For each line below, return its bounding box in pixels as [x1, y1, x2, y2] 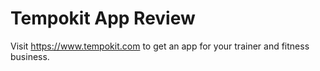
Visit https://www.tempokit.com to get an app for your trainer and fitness [10, 40, 310, 52]
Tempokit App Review [10, 7, 196, 30]
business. [10, 50, 50, 62]
